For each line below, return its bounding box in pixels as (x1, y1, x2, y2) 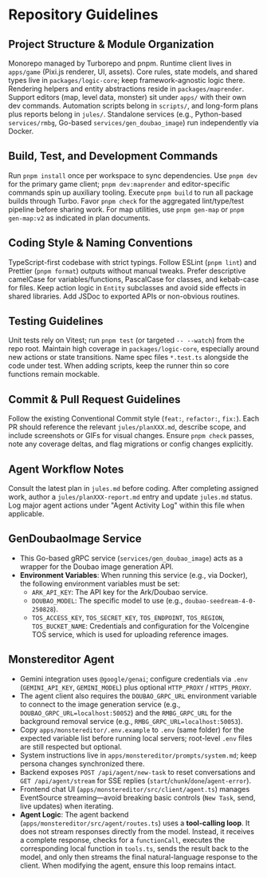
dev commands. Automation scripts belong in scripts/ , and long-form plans (8, 101, 259, 110)
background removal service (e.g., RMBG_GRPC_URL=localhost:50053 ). (19, 716, 243, 726)
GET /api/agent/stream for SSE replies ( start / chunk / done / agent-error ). (19, 776, 252, 785)
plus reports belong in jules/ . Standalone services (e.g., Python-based (8, 109, 242, 119)
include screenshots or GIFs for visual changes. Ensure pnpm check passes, (8, 431, 255, 441)
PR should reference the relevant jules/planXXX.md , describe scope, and (8, 422, 247, 432)
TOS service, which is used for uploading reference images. (31, 629, 229, 639)
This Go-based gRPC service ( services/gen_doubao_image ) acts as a (19, 553, 243, 563)
